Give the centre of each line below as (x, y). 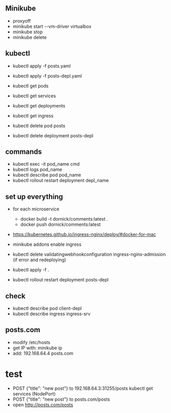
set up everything (34, 197)
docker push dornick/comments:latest (60, 225)
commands (24, 152)
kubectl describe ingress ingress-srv (51, 314)
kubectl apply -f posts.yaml (41, 66)
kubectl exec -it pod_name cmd (46, 164)
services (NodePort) (34, 393)
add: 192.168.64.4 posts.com (43, 353)
